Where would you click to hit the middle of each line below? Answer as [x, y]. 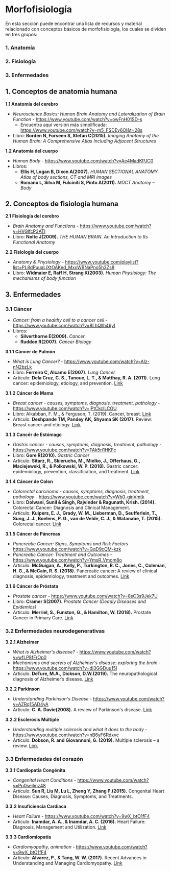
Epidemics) [25, 607]
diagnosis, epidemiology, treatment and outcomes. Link [71, 576]
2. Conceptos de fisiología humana [62, 203]
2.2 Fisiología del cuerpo [32, 252]
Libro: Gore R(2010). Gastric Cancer [51, 455]
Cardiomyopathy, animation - [44, 846]
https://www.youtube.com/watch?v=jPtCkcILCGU [65, 408]
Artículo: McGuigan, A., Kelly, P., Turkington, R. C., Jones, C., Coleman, [89, 566]
